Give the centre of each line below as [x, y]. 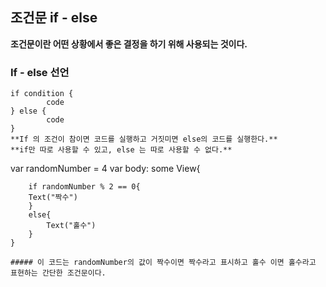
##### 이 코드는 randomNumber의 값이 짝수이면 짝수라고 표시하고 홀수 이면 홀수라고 [163, 263]
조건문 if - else [54, 18]
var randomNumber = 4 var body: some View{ [105, 169]
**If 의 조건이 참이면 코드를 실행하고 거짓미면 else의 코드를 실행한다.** [144, 139]
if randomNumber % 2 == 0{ [84, 187]
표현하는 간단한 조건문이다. [58, 273]
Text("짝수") [53, 198]
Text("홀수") [71, 226]
